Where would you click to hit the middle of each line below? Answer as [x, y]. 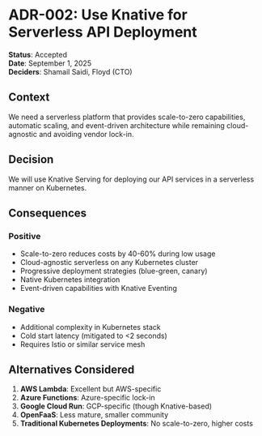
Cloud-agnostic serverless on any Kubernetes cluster [109, 263]
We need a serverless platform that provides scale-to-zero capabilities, [127, 117]
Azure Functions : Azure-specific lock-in [87, 398]
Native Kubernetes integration [70, 280]
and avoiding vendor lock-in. [87, 134]
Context [29, 98]
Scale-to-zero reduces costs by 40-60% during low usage [118, 254]
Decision [31, 160]
